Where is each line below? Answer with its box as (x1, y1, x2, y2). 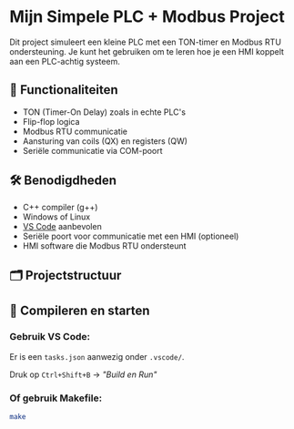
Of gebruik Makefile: (9, 392, 103, 404)
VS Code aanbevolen (22, 220, 102, 231)
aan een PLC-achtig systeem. (9, 56, 120, 66)
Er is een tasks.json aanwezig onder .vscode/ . (9, 351, 185, 362)
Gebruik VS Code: (9, 331, 91, 343)
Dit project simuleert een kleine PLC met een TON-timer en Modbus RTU (9, 36, 282, 47)
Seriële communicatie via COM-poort (22, 145, 163, 156)
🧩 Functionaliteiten (9, 82, 118, 97)
